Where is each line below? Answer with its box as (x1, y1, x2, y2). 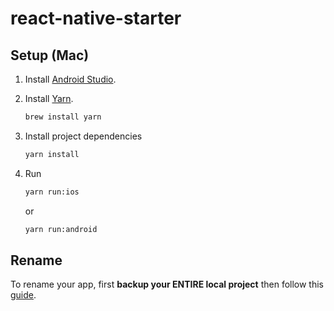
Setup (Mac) (10, 47, 90, 64)
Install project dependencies (24, 130, 143, 142)
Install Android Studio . (24, 73, 117, 85)
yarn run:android (24, 224, 98, 234)
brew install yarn (24, 112, 102, 122)
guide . (10, 289, 37, 301)
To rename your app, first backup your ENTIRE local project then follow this (10, 278, 325, 291)
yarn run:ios (24, 187, 80, 197)
